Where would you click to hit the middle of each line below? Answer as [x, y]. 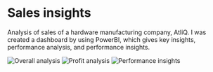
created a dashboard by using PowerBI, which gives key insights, [102, 39]
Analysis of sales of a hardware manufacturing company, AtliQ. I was [107, 32]
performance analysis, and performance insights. [79, 47]
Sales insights [49, 13]
